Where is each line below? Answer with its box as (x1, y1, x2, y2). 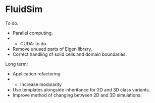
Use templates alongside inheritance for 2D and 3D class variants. (12, 86, 150, 92)
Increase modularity (20, 81, 62, 87)
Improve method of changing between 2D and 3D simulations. (12, 92, 142, 98)
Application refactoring (12, 70, 61, 76)
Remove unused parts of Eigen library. (12, 46, 92, 52)
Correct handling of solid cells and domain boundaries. (12, 51, 127, 57)
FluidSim (5, 4, 43, 15)
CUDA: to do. (20, 40, 48, 46)
